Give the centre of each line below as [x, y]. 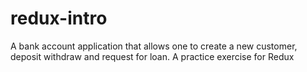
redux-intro [59, 18]
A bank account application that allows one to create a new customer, [154, 46]
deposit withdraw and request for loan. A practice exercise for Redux [152, 56]
